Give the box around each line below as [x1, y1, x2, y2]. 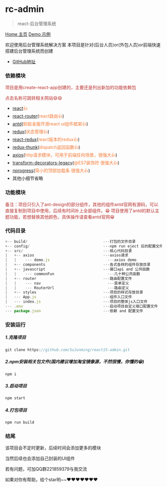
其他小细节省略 [12, 175, 43, 181]
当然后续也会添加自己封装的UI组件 [5, 456, 76, 462]
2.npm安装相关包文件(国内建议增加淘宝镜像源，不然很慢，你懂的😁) [5, 359, 144, 365]
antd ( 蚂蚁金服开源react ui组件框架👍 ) [12, 121, 88, 127]
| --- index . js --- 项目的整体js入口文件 [5, 299, 148, 304]
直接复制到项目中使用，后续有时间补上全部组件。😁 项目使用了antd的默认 [5, 208, 155, 214]
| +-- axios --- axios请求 [5, 253, 129, 258]
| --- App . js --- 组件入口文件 [5, 295, 132, 300]
